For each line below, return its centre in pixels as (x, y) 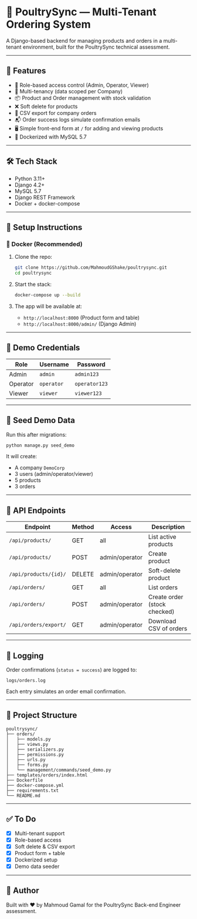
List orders (163, 587)
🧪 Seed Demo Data (40, 420)
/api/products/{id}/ (38, 574)
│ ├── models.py (28, 739)
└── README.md (23, 795)
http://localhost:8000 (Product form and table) (81, 317)
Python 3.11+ (30, 178)
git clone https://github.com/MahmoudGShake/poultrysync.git (91, 268)
